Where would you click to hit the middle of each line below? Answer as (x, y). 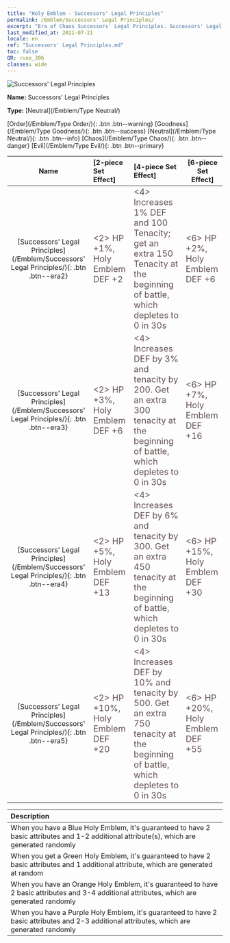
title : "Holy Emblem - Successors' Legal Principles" (86, 13)
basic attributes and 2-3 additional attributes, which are (100, 920)
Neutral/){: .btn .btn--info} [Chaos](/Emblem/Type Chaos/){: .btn (98, 138)
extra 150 (153, 253)
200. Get (151, 390)
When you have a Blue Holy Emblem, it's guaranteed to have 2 (111, 827)
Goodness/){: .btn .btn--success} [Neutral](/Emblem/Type (134, 131)
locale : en (23, 39)
